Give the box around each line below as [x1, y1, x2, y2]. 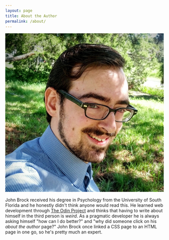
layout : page [5, 8, 33, 13]
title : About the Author [5, 13, 57, 19]
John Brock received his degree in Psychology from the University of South [5, 197, 162, 203]
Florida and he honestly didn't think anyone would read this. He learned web [5, 202, 163, 208]
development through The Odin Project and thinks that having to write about [5, 208, 163, 214]
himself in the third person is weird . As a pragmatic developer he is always [5, 213, 159, 219]
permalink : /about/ [5, 19, 46, 24]
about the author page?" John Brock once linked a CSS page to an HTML [5, 224, 157, 230]
